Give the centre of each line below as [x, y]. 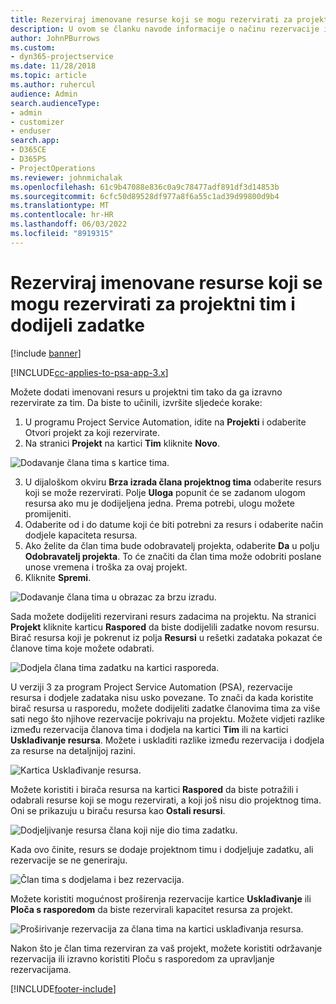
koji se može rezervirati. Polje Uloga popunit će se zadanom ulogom [165, 492]
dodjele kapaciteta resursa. [81, 535]
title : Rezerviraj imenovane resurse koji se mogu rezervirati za [151, 19]
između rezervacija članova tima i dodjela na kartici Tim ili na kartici [149, 729]
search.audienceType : [55, 103]
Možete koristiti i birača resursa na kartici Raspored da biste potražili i [154, 789]
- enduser [31, 131]
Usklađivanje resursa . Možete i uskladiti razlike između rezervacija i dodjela [167, 740]
